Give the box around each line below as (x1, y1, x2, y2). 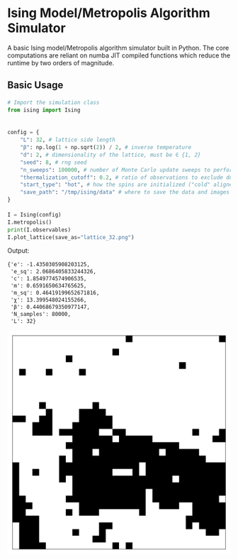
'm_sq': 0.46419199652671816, (10, 290, 100, 297)
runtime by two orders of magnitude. (7, 58, 115, 67)
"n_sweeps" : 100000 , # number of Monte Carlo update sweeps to (20, 166, 211, 173)
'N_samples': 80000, (10, 311, 72, 318)
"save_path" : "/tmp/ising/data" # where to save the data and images (20, 189, 230, 196)
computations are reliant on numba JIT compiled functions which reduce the (7, 51, 231, 60)
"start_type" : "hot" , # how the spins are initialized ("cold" (20, 181, 211, 189)
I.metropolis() (7, 219, 52, 226)
